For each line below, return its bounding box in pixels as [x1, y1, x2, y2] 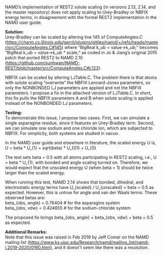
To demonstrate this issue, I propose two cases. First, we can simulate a [5, 115, 150, 120]
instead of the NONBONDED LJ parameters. [5, 101, 93, 106]
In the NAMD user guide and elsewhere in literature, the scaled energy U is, [5, 140, 157, 145]
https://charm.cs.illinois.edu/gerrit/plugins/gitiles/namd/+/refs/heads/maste [6, 39, 158, 45]
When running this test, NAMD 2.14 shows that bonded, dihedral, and [5, 179, 144, 185]
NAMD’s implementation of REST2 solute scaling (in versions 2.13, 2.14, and [5, 4, 156, 10]
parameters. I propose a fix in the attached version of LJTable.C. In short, [5, 90, 152, 96]
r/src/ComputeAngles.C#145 [5, 45, 62, 50]
